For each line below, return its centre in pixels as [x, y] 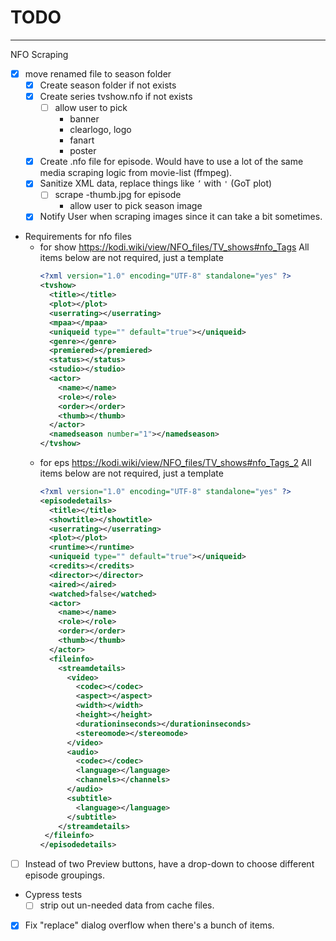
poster [83, 151]
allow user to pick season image [136, 206]
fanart [82, 140]
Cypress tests [53, 895]
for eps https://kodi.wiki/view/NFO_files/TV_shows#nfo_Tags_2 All [175, 463]
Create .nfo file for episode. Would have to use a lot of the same [171, 162]
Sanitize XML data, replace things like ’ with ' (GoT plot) [156, 183]
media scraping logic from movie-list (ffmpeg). [136, 173]
